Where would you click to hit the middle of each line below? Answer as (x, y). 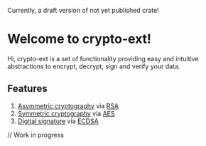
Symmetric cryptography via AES (66, 113)
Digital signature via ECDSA (58, 121)
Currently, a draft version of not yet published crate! (83, 10)
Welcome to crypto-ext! (79, 39)
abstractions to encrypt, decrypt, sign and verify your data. (94, 66)
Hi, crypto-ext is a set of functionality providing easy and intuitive (103, 58)
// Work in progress (36, 135)
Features (27, 89)
